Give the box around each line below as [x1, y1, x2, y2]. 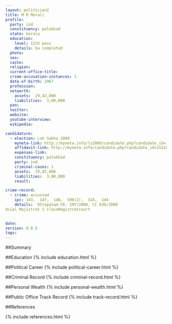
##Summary [5, 244, 32, 251]
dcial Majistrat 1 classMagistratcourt [5, 207, 91, 212]
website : [10, 112, 29, 118]
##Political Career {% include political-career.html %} [5, 264, 119, 270]
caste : [10, 60, 24, 65]
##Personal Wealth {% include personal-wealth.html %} [5, 284, 124, 290]
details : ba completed [14, 46, 63, 51]
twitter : [10, 107, 29, 113]
